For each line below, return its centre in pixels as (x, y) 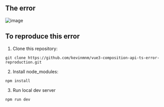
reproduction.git (24, 62)
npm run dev (18, 99)
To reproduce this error (43, 37)
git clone (16, 58)
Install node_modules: (35, 71)
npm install (18, 81)
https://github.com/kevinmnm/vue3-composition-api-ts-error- (93, 58)
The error (20, 8)
